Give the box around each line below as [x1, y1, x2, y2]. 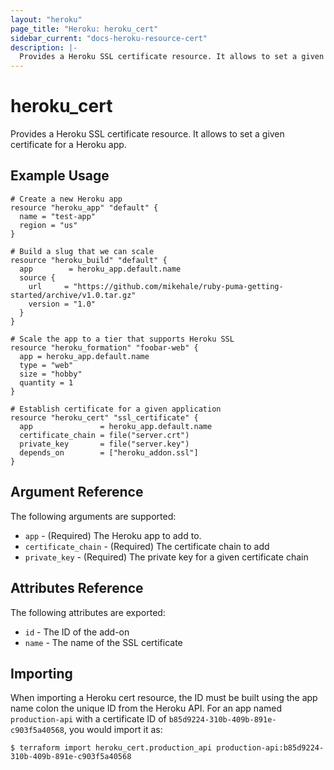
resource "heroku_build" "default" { [10, 255, 168, 265]
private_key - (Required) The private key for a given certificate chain [24, 551, 309, 563]
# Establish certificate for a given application [10, 404, 222, 414]
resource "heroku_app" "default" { [10, 202, 159, 213]
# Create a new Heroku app [10, 194, 123, 204]
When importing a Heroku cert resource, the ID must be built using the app [10, 692, 318, 704]
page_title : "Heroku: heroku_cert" [10, 24, 159, 34]
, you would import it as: [63, 724, 163, 736]
